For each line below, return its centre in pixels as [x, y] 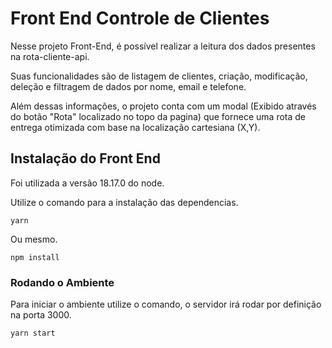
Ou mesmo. [34, 239]
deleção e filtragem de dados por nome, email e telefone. [128, 86]
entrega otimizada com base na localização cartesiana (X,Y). [135, 127]
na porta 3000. [41, 315]
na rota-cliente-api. [50, 56]
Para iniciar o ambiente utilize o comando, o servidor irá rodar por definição [166, 304]
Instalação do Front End [85, 158]
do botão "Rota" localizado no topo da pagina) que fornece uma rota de [158, 116]
